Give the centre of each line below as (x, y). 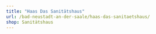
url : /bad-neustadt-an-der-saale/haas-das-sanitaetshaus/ (78, 17)
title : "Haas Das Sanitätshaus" (45, 11)
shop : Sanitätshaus (30, 22)
